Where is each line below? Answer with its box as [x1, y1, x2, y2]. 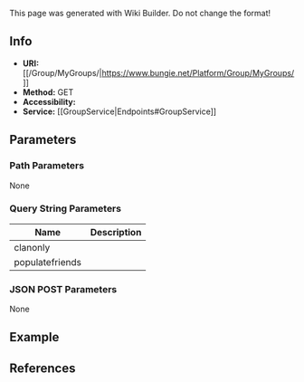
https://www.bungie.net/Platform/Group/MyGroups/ [101, 67, 295, 78]
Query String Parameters [9, 203, 122, 215]
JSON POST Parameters [9, 282, 118, 295]
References [9, 360, 76, 376]
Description [90, 225, 142, 238]
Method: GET [22, 86, 74, 98]
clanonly [14, 241, 51, 253]
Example [9, 329, 60, 345]
